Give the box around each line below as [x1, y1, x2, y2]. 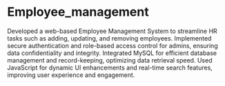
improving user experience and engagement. [7, 70, 135, 79]
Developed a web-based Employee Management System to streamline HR [7, 27, 217, 35]
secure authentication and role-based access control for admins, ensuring [7, 41, 219, 50]
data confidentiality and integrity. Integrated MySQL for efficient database [7, 49, 217, 57]
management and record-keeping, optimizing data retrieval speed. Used [7, 56, 213, 64]
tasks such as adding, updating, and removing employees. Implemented [7, 34, 212, 42]
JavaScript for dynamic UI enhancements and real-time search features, [7, 63, 213, 72]
